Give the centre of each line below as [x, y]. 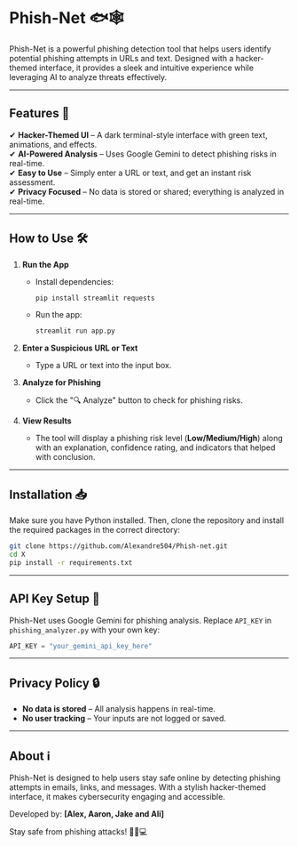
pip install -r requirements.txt [71, 562]
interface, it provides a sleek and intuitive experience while [146, 68]
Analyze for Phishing [62, 383]
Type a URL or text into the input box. [103, 366]
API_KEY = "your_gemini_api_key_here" [81, 646]
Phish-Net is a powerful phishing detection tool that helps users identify [141, 48]
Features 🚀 [39, 113]
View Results [47, 421]
